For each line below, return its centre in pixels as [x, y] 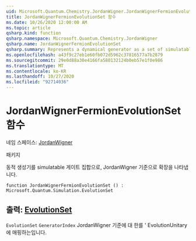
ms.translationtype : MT [35, 66]
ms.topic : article [28, 28]
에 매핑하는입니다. [27, 232]
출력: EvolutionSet [39, 210]
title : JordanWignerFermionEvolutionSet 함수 [61, 17]
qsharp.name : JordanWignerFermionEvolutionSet [64, 44]
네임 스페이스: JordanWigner [39, 142]
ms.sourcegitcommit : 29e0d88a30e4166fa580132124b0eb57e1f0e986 [85, 60]
